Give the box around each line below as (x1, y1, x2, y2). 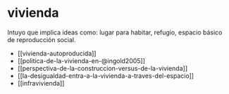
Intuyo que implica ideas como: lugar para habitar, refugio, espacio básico (7, 28, 223, 36)
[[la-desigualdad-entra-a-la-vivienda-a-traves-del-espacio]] (17, 72, 194, 80)
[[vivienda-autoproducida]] (17, 49, 97, 58)
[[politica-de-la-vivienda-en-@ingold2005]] (17, 56, 146, 65)
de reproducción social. (7, 35, 76, 43)
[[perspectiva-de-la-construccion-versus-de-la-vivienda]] (17, 64, 188, 72)
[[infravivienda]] (17, 79, 65, 87)
